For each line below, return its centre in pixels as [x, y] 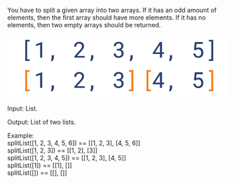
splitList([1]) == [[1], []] [40, 165]
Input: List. [22, 108]
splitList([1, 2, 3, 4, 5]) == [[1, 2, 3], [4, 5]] [67, 157]
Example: [21, 135]
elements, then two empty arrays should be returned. [84, 25]
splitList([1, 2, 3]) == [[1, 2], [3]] [53, 150]
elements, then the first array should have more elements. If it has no [107, 17]
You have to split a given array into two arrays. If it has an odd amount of [112, 10]
